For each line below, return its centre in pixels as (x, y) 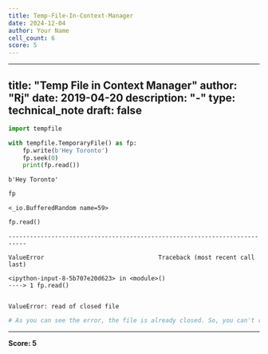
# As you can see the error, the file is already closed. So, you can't (132, 320)
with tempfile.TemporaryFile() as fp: (73, 143)
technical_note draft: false (75, 110)
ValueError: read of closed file (64, 307)
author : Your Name (39, 30)
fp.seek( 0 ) (41, 158)
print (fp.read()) (51, 165)
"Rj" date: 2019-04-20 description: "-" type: (122, 98)
